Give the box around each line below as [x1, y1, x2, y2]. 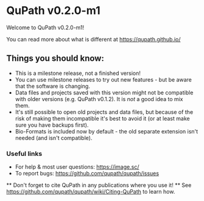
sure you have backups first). [15, 121, 89, 129]
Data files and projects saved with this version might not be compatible [15, 89, 194, 96]
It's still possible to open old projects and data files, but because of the [15, 108, 194, 116]
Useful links [6, 149, 43, 158]
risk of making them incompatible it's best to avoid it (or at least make [15, 115, 190, 122]
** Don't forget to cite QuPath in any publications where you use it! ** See [6, 182, 192, 189]
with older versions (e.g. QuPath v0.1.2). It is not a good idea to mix [15, 95, 184, 102]
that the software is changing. [15, 82, 90, 90]
